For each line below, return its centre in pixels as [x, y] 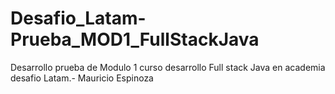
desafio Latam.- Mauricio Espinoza [82, 78]
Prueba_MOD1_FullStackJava [135, 39]
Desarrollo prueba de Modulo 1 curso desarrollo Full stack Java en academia [168, 67]
